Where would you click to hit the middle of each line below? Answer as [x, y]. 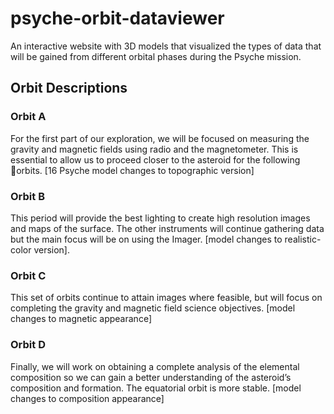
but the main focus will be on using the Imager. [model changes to [146, 239]
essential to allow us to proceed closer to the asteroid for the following [155, 159]
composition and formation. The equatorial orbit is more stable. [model [156, 388]
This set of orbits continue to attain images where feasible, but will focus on [166, 298]
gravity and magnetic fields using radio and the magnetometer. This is [154, 149]
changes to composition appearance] [87, 398]
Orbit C [28, 275]
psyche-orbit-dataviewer [117, 18]
